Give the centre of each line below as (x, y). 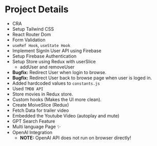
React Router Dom (32, 34)
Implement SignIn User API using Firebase (57, 51)
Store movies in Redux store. (43, 94)
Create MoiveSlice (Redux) (41, 105)
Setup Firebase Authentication (44, 56)
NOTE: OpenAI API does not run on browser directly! (75, 138)
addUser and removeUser (47, 67)
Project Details (37, 9)
